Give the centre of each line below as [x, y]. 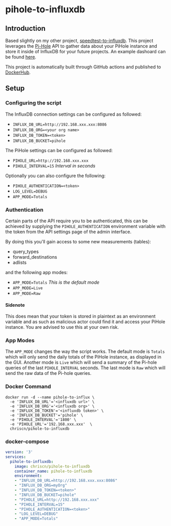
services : [16, 457]
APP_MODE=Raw [27, 293]
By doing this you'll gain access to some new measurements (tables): [78, 241]
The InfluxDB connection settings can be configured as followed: [74, 114]
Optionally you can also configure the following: [55, 176]
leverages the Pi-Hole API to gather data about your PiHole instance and [81, 46]
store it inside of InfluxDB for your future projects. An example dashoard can [86, 51]
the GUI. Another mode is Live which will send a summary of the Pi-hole [81, 363]
